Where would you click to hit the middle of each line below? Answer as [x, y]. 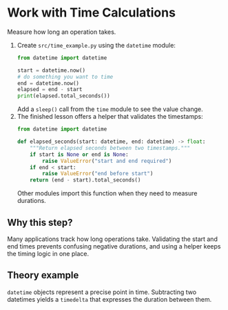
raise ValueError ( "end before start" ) [98, 174]
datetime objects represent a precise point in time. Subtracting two [102, 292]
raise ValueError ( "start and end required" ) [107, 161]
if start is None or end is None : [79, 154]
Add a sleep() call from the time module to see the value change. [110, 109]
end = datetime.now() [48, 83]
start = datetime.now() [51, 70]
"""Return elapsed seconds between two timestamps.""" [110, 148]
